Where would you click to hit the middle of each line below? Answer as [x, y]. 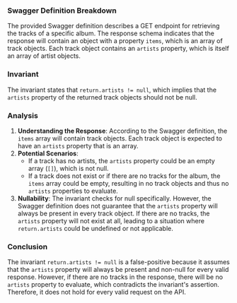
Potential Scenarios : [48, 153]
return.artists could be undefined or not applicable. [95, 228]
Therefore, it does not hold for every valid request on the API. [97, 292]
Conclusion [28, 246]
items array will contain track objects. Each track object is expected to [120, 138]
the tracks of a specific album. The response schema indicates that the [111, 33]
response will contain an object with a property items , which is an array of [115, 41]
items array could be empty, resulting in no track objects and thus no [128, 183]
